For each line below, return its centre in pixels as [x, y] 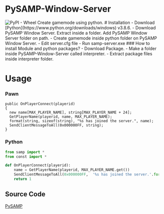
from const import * [26, 157]
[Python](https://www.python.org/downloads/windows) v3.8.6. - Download [81, 27]
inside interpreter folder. [29, 59]
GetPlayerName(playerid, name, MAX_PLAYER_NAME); [61, 117]
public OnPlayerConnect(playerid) [40, 104]
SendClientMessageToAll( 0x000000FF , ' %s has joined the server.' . [84, 174]
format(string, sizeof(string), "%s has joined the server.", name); [82, 121]
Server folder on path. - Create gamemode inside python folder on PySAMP [81, 38]
